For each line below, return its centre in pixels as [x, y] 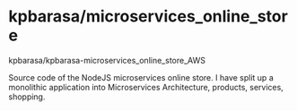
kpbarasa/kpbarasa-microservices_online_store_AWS [107, 60]
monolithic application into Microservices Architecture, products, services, [146, 87]
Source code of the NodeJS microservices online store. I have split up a [141, 77]
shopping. [27, 97]
